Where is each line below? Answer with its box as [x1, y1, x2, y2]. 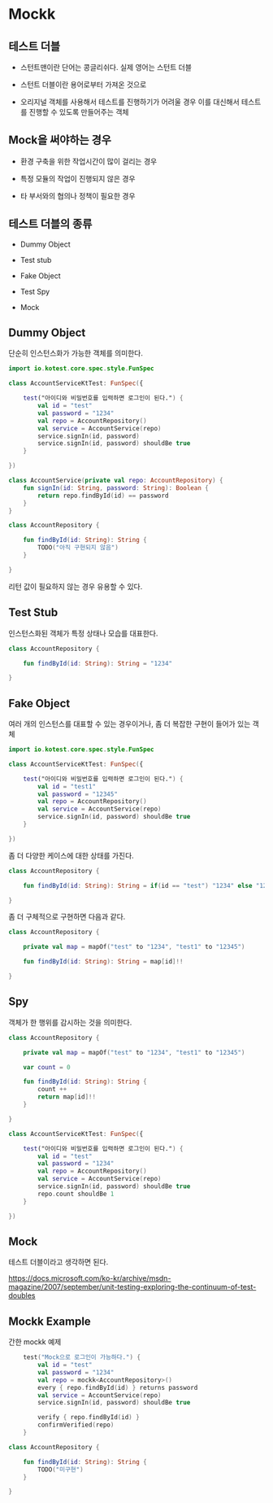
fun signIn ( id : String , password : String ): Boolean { [23, 483, 209, 492]
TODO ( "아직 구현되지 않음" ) [37, 544, 119, 552]
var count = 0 [23, 1063, 71, 1071]
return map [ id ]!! [37, 1093, 96, 1101]
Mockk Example [8, 1314, 91, 1328]
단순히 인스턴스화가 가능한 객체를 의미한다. [8, 348, 144, 358]
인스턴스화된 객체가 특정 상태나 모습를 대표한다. [8, 628, 158, 638]
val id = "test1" [37, 782, 96, 790]
